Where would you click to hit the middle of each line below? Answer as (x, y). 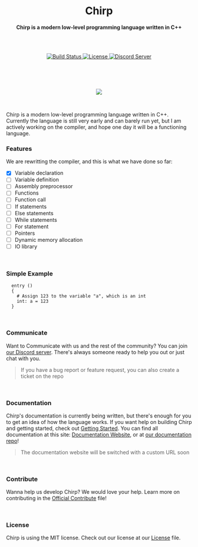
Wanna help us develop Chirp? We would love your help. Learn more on (93, 492)
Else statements (34, 213)
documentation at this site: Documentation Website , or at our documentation (99, 434)
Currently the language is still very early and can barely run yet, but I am (94, 121)
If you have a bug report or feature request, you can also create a (100, 370)
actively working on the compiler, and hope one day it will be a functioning (96, 127)
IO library (26, 246)
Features (19, 148)
